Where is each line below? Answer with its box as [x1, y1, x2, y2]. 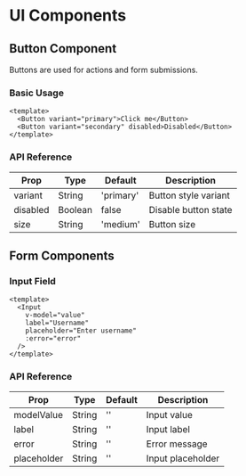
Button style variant [148, 189, 231, 201]
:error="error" [25, 334, 82, 343]
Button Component [9, 41, 117, 56]
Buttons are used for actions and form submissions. [9, 64, 198, 75]
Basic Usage [9, 86, 65, 99]
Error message [146, 438, 208, 450]
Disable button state [148, 203, 233, 216]
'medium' [100, 217, 140, 230]
